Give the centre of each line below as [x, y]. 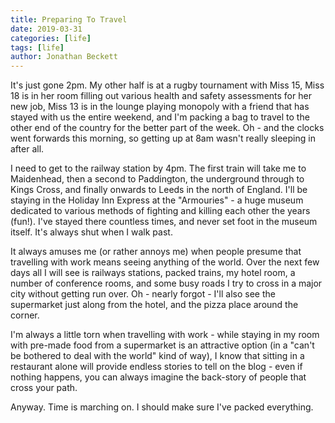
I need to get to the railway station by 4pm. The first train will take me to [158, 168]
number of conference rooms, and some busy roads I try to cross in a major [166, 283]
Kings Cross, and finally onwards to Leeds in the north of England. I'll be [159, 190]
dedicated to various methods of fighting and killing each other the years [160, 211]
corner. [25, 315]
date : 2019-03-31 [46, 29]
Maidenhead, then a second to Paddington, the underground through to [157, 179]
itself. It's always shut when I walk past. [91, 232]
